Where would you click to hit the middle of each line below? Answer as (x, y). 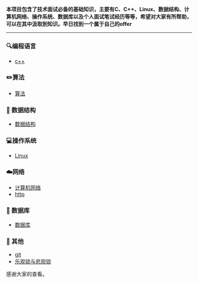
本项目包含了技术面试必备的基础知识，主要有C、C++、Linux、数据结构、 (95, 9)
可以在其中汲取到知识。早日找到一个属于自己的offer (69, 24)
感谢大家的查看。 (27, 274)
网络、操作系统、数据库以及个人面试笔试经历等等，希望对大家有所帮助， (104, 16)
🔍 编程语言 (21, 46)
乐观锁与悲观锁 (33, 262)
